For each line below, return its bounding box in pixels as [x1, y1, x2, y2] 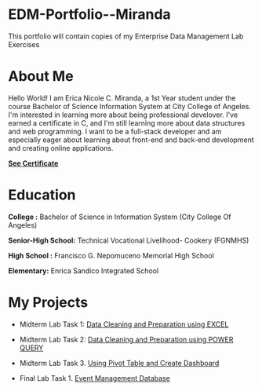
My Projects [8, 294, 89, 311]
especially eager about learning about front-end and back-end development [8, 135, 255, 144]
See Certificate [8, 159, 59, 168]
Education [8, 186, 76, 204]
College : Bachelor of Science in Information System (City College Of [8, 212, 231, 221]
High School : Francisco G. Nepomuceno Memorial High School [8, 250, 214, 260]
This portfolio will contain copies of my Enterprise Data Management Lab [8, 31, 244, 41]
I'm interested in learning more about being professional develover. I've [8, 110, 238, 119]
